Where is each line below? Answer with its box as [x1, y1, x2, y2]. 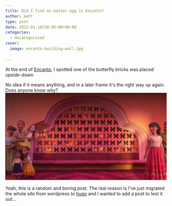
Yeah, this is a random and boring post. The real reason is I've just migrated [5, 185, 165, 192]
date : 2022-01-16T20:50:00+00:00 [5, 25, 77, 30]
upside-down [5, 72, 34, 78]
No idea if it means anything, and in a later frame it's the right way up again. [5, 81, 165, 88]
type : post [5, 19, 29, 24]
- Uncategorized [10, 35, 45, 40]
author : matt [5, 13, 33, 19]
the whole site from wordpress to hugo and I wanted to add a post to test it [5, 191, 163, 197]
